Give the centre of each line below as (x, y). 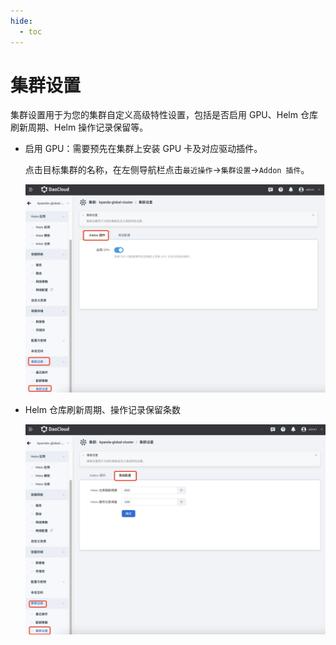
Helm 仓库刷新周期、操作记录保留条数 (102, 410)
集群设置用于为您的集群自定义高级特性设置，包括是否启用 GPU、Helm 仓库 (164, 115)
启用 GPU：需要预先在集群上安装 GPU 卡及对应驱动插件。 (143, 149)
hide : (21, 21)
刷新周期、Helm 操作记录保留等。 (79, 127)
